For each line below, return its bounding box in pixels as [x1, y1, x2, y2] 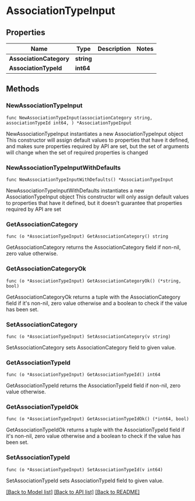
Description [97, 45, 131, 53]
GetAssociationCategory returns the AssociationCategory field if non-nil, [6, 244, 181, 251]
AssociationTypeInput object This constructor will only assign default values [6, 193, 189, 200]
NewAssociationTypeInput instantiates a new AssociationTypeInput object [6, 130, 183, 137]
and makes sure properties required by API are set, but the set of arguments [6, 142, 189, 150]
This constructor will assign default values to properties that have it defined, [6, 136, 190, 143]
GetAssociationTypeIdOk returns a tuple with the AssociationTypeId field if [6, 426, 185, 434]
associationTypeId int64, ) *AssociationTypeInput [6, 120, 132, 126]
